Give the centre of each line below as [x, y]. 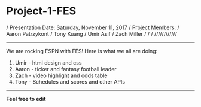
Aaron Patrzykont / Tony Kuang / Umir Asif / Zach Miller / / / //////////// [92, 33]
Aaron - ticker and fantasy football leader [66, 69]
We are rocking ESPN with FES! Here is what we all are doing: [82, 51]
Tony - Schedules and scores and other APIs [70, 81]
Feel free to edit [26, 99]
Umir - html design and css [48, 62]
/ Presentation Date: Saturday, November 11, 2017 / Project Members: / [93, 27]
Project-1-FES [41, 11]
